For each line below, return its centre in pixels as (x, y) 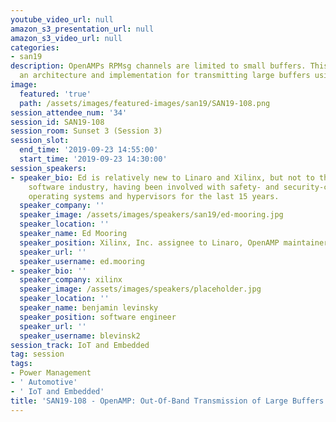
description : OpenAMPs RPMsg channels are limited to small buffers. (158, 66)
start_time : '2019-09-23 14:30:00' (93, 159)
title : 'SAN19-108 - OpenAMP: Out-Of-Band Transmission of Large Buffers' (169, 401)
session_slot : (40, 141)
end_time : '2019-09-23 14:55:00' (89, 150)
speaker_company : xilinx (71, 280)
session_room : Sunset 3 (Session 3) (86, 131)
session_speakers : (48, 168)
